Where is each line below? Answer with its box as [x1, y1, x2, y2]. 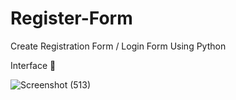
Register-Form [10, 7, 133, 30]
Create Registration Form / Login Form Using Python [10, 40, 227, 52]
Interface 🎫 [10, 59, 57, 71]
